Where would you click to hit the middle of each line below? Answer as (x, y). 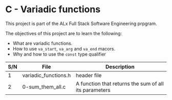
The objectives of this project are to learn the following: (63, 33)
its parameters (93, 90)
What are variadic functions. (42, 43)
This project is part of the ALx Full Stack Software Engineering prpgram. (81, 23)
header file (89, 75)
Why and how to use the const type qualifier (59, 54)
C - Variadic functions (53, 9)
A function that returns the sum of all (120, 84)
